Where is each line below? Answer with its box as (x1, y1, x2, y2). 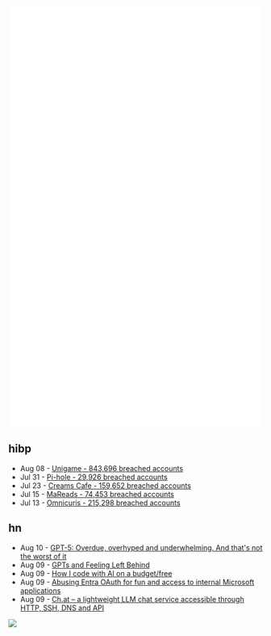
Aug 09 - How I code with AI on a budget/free (19, 568, 173, 578)
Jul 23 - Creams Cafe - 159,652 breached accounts (19, 480, 192, 491)
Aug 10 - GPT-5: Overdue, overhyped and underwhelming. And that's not (19, 542, 263, 552)
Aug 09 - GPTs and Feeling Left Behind (19, 560, 151, 570)
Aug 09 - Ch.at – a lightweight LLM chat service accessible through (19, 594, 244, 604)
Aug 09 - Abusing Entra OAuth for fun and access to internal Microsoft (19, 577, 255, 587)
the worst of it (19, 551, 67, 561)
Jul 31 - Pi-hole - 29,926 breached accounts (19, 472, 168, 482)
